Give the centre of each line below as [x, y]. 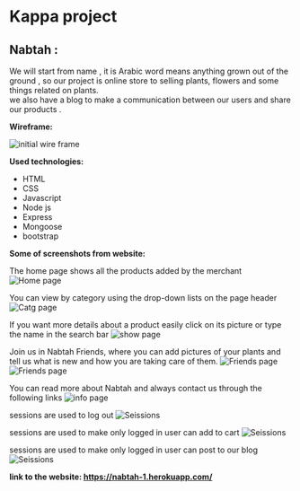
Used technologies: [47, 162]
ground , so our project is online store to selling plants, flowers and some [144, 81]
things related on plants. [54, 90]
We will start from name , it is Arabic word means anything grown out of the [149, 71]
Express [37, 217]
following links [36, 398]
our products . [35, 109]
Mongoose [42, 227]
